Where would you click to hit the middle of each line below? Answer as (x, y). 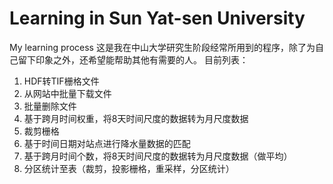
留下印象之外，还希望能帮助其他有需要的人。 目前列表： (133, 59)
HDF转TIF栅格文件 (61, 81)
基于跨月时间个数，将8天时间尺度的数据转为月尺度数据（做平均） (158, 156)
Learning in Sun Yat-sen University (157, 18)
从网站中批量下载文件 (67, 93)
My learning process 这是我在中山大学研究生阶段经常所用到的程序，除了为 (162, 47)
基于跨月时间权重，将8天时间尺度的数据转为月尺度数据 (136, 118)
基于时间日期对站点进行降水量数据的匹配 (107, 143)
